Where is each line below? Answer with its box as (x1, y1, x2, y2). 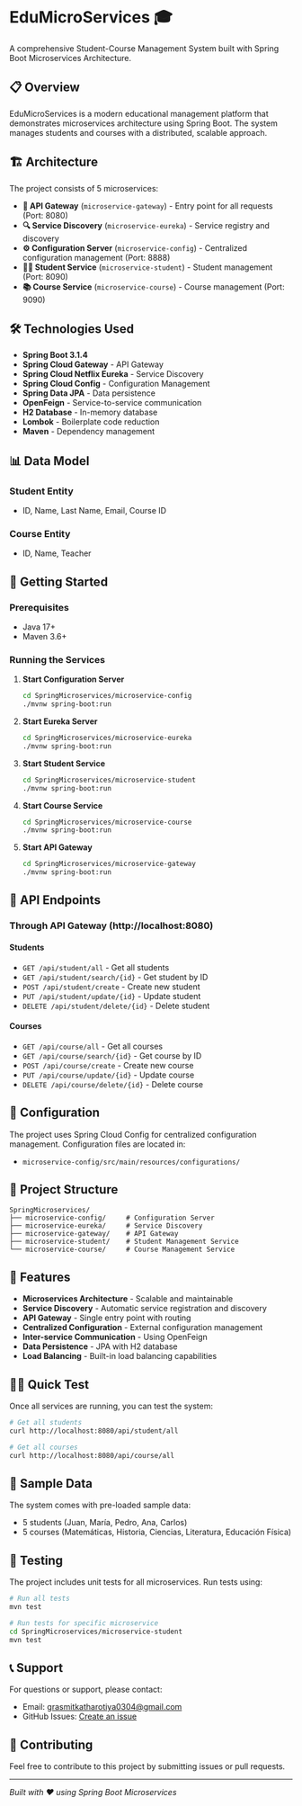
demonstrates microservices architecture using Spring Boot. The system (9, 118, 279, 129)
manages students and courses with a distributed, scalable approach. (9, 127, 268, 138)
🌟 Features (9, 1269, 71, 1284)
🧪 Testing (9, 1552, 64, 1568)
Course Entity (9, 527, 71, 540)
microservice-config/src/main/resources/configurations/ (22, 1158, 241, 1167)
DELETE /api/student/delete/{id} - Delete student (22, 1000, 210, 1011)
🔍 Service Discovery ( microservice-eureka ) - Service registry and (22, 219, 270, 230)
